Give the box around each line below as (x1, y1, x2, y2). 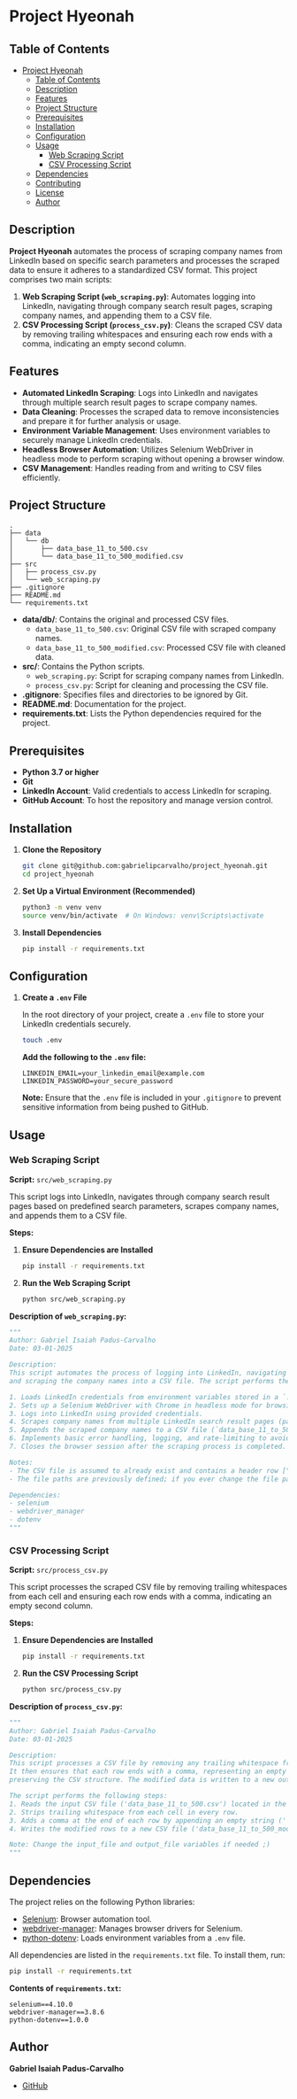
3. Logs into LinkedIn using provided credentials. (9, 1409, 203, 1418)
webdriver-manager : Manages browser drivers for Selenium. (21, 1924, 243, 1934)
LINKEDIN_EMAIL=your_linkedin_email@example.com (21, 1069, 205, 1078)
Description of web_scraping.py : (9, 1311, 126, 1321)
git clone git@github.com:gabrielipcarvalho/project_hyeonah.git (21, 862, 268, 871)
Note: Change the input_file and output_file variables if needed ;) (9, 1840, 271, 1849)
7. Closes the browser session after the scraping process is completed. (9, 1442, 287, 1452)
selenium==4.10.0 (9, 2000, 73, 2009)
